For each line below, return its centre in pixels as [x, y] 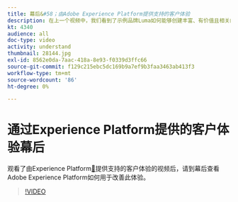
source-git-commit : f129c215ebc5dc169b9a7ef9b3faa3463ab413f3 [101, 67]
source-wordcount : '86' [42, 80]
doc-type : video [31, 40]
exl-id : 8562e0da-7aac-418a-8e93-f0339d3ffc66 [77, 60]
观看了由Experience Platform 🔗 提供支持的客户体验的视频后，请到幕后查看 [113, 169]
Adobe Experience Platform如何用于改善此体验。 [79, 177]
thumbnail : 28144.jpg [39, 54]
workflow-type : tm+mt [39, 73]
